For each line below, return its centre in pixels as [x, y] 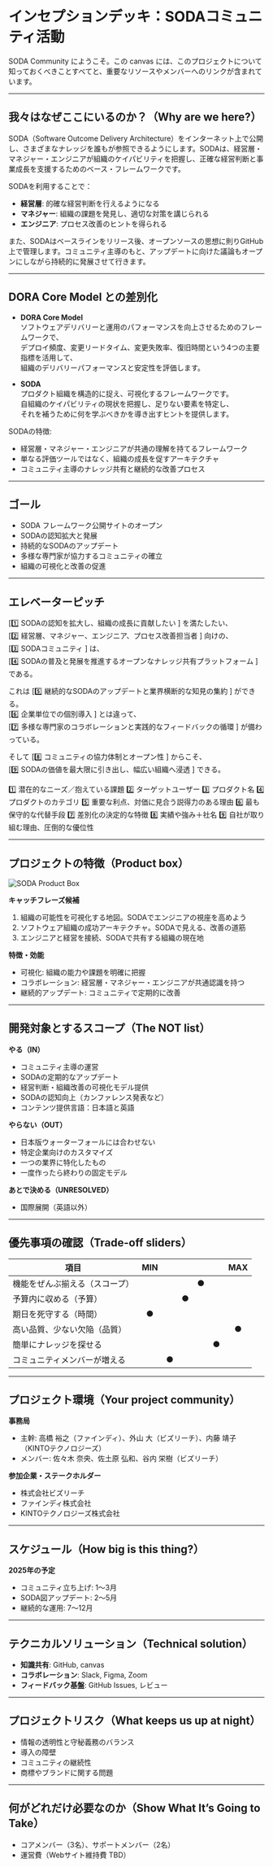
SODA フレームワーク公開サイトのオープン [91, 526]
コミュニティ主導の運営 [59, 1067]
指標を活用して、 [48, 357]
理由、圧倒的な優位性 [58, 827]
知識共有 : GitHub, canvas [62, 1665]
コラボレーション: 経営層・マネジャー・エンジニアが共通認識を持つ [132, 982]
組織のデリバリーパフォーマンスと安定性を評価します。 [112, 368]
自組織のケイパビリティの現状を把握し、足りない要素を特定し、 [127, 403]
